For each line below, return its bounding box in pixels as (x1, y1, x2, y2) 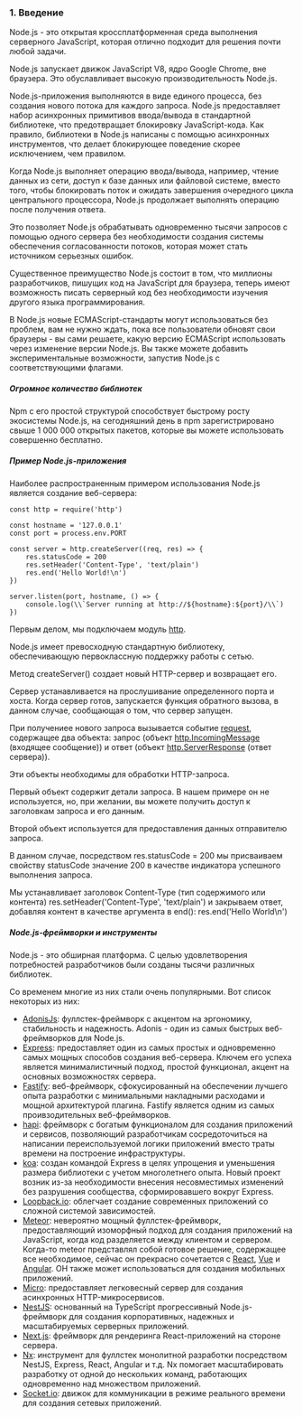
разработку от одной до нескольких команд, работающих (22, 1369, 248, 1380)
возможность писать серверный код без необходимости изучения (9, 287, 269, 298)
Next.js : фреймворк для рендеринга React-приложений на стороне (22, 1330, 281, 1341)
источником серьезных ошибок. (9, 250, 134, 261)
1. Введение (9, 6, 65, 19)
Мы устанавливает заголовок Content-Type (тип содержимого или (9, 887, 266, 898)
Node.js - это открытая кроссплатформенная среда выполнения (9, 27, 259, 38)
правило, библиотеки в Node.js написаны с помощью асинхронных (9, 129, 270, 140)
